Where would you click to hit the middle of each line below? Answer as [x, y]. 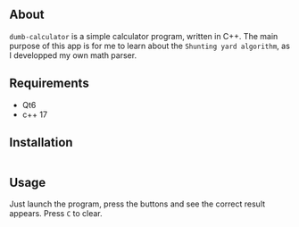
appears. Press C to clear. [56, 214]
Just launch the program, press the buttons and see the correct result [137, 204]
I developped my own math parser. [73, 55]
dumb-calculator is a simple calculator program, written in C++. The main [144, 36]
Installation [41, 143]
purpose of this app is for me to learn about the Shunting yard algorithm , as [149, 46]
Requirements [49, 84]
